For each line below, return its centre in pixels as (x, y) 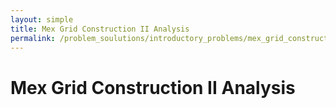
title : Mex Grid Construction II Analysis (100, 29)
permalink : (33, 38)
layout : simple (42, 19)
